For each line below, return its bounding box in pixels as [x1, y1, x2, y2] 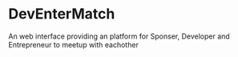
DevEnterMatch [8, 5, 115, 23]
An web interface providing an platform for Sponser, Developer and [8, 31, 230, 41]
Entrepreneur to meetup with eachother [8, 39, 139, 49]
